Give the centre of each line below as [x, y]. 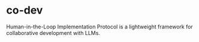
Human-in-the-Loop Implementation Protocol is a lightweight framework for [99, 27]
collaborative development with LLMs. [53, 33]
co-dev [25, 10]
